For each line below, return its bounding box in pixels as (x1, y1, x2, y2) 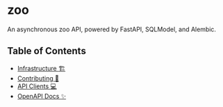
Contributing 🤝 (17, 74, 59, 82)
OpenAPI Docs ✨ (17, 92, 67, 100)
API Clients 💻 (17, 82, 57, 90)
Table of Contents (7, 45, 87, 57)
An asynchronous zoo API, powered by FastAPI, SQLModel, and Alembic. (7, 25, 217, 33)
